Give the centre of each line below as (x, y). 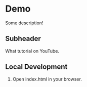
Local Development (36, 67)
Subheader (23, 39)
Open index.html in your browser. (47, 79)
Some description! (24, 23)
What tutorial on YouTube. (32, 51)
